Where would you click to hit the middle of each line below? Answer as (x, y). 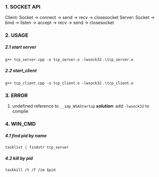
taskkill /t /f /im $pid (30, 170)
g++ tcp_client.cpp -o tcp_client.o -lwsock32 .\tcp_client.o (69, 83)
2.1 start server (21, 47)
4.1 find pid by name (26, 135)
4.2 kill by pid (19, 158)
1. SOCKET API (23, 7)
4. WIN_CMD (20, 124)
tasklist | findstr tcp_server (37, 148)
